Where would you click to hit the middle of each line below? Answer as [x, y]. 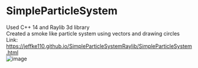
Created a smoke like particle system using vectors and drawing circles [93, 33]
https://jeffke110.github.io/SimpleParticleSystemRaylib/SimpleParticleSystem [99, 46]
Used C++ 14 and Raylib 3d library [48, 27]
